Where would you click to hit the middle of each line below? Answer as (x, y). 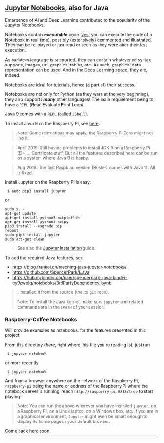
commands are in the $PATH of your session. (61, 307)
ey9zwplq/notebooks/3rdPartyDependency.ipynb (62, 283)
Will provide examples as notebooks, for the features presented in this (76, 330)
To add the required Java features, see (44, 257)
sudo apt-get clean (25, 239)
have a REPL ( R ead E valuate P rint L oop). (45, 104)
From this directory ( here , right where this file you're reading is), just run (78, 345)
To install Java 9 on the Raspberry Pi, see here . (52, 123)
